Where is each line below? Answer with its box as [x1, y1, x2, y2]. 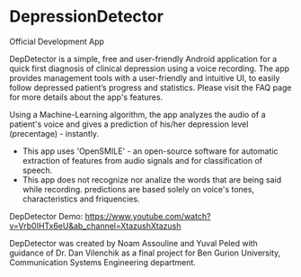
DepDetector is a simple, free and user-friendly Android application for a [9, 53, 278, 64]
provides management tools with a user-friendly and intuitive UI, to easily [9, 72, 280, 83]
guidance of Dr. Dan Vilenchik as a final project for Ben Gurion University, [9, 247, 281, 258]
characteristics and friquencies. [22, 193, 141, 204]
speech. [22, 165, 53, 175]
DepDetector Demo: [9, 210, 84, 221]
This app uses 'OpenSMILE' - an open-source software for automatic [22, 146, 279, 156]
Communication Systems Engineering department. [9, 256, 196, 267]
